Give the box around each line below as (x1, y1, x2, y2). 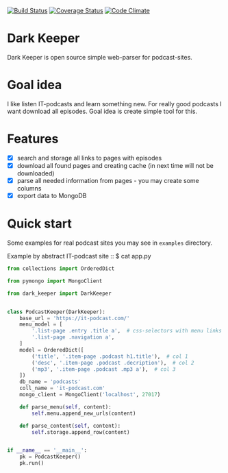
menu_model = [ (19, 321, 63, 328)
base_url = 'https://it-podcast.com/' (19, 315, 130, 322)
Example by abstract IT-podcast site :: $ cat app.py (7, 252, 152, 260)
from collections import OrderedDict (7, 265, 115, 272)
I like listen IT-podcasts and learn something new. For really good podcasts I (7, 99, 223, 108)
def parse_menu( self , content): (19, 403, 112, 411)
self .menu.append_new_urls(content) (31, 410, 136, 417)
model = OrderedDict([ (19, 346, 84, 353)
